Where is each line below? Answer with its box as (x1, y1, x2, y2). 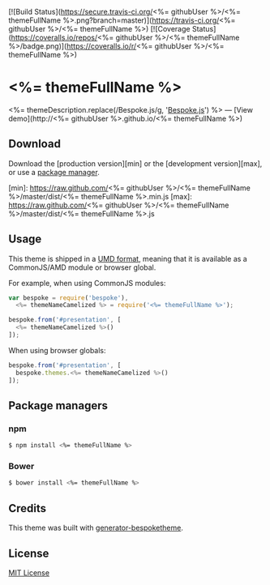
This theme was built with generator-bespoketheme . (8, 523, 184, 533)
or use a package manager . (8, 167, 100, 177)
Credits (8, 502, 47, 515)
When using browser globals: (8, 345, 107, 355)
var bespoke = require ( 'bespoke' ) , (8, 293, 129, 302)
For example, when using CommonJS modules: (8, 278, 166, 288)
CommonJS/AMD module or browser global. (8, 263, 156, 272)
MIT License (8, 567, 50, 578)
